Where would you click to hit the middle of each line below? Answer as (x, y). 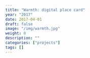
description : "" (22, 38)
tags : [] (14, 47)
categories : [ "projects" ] (33, 43)
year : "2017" (19, 15)
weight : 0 (16, 33)
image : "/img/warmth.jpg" (33, 29)
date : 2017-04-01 (24, 19)
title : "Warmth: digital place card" (45, 10)
